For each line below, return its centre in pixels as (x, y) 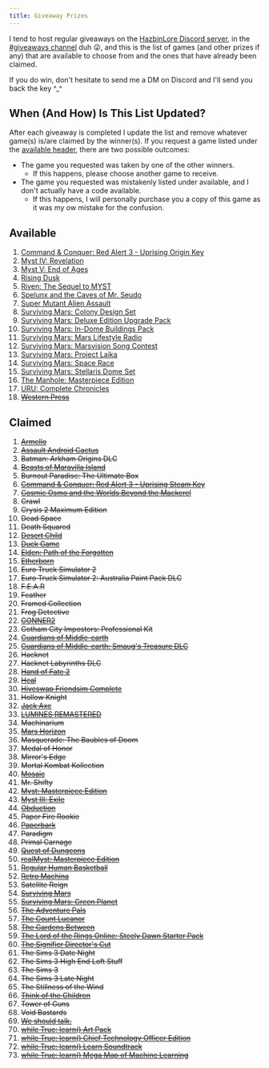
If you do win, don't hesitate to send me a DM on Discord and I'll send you (131, 79)
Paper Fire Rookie (50, 817)
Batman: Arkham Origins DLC (69, 459)
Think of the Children (56, 996)
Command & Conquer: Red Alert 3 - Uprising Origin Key (112, 253)
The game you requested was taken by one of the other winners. (128, 165)
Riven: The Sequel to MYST (66, 286)
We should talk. (46, 1021)
